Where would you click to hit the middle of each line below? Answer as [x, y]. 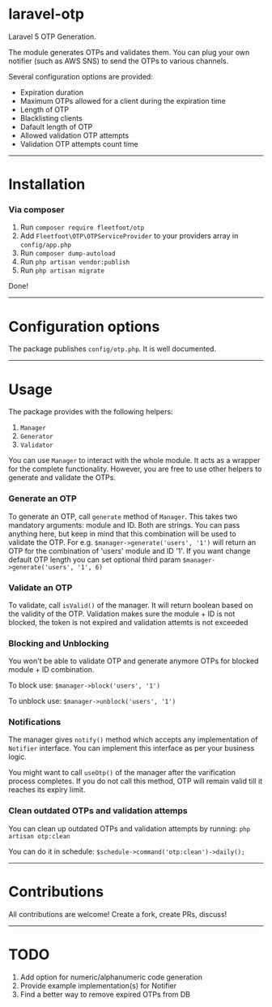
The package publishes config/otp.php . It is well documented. [113, 349]
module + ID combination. [51, 670]
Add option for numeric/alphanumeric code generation [111, 977]
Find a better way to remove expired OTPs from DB [105, 994]
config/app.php [46, 245]
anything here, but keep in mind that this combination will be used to [122, 533]
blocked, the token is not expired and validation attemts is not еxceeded [128, 622]
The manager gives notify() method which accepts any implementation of [133, 739]
